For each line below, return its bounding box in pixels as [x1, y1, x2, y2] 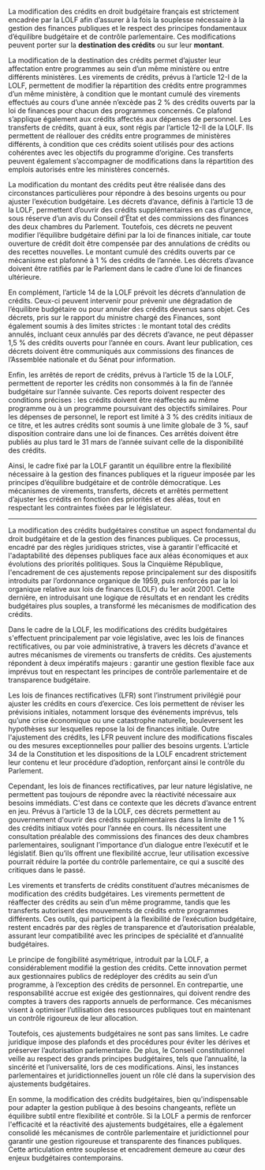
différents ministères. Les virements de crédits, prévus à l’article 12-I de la [8, 73, 248, 81]
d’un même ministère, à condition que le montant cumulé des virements [8, 89, 241, 98]
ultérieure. [8, 273, 42, 281]
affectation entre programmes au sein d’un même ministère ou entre [8, 64, 230, 73]
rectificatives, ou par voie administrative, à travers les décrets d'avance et [8, 641, 248, 651]
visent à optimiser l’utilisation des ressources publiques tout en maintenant [8, 1005, 251, 1014]
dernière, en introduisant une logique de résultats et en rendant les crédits [8, 593, 249, 602]
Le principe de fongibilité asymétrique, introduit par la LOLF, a [8, 955, 209, 964]
